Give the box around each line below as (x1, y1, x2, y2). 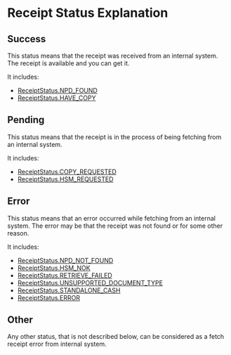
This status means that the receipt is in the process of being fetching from (7, 132, 222, 141)
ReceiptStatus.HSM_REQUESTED (17, 174, 114, 183)
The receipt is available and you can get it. (7, 59, 130, 67)
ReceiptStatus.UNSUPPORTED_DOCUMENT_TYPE (17, 278, 164, 287)
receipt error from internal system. (7, 340, 107, 349)
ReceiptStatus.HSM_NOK (17, 264, 91, 272)
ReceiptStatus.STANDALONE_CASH (17, 286, 121, 295)
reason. (7, 228, 29, 237)
